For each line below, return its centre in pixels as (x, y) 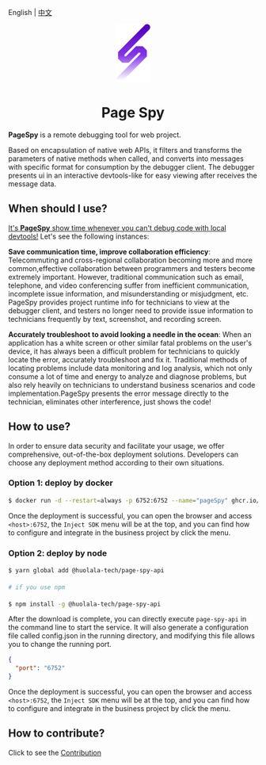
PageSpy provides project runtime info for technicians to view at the (119, 302)
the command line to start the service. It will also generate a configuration (129, 627)
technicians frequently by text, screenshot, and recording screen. (115, 319)
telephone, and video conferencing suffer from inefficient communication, (129, 285)
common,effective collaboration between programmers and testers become (132, 268)
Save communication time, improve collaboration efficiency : (110, 251)
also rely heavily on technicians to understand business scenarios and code (132, 384)
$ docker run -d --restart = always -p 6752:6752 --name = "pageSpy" (118, 500)
